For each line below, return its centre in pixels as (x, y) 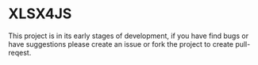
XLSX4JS (40, 14)
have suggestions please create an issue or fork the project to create (121, 44)
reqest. (20, 52)
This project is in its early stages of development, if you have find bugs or (128, 36)
